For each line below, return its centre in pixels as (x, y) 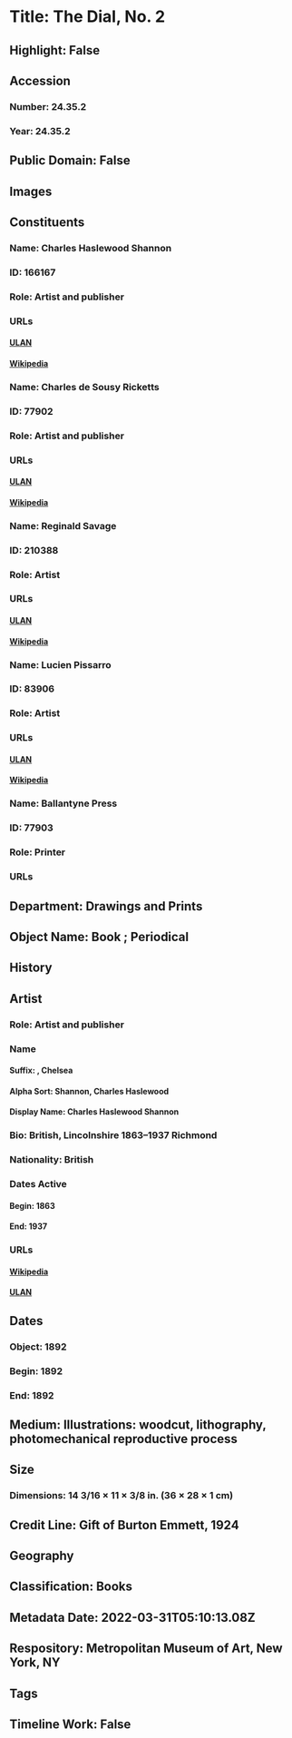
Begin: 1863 (33, 1205)
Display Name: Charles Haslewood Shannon (94, 1112)
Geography (42, 1556)
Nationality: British (52, 1160)
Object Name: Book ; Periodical (99, 937)
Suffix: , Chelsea (41, 1070)
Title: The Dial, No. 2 (88, 17)
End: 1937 (29, 1226)
